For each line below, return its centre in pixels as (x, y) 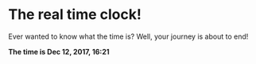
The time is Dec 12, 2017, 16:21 (59, 51)
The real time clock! (75, 15)
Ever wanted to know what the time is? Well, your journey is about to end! (128, 36)
